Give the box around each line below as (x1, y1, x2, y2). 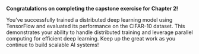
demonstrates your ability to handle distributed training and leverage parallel (6, 29, 193, 36)
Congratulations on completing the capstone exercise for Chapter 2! (6, 5, 178, 12)
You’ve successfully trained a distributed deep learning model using (6, 16, 173, 23)
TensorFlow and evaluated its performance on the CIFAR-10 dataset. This (6, 23, 185, 29)
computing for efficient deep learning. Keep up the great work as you (6, 35, 176, 42)
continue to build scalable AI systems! (6, 41, 99, 48)
